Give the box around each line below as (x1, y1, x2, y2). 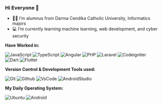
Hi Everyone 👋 (5, 4, 39, 11)
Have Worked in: (5, 42, 40, 48)
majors (12, 20, 26, 26)
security (12, 33, 29, 39)
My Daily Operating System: (5, 85, 63, 91)
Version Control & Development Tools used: (5, 67, 96, 72)
